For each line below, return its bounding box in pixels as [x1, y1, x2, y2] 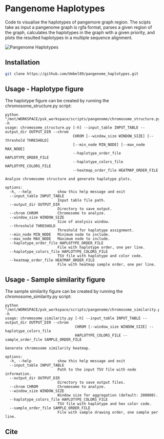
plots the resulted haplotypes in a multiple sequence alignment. [5, 35, 133, 41]
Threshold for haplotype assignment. [57, 228, 134, 233]
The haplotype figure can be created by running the [5, 98, 109, 104]
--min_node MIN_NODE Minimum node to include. [9, 232, 110, 237]
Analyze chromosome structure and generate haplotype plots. [5, 176, 132, 181]
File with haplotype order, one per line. [57, 245, 145, 250]
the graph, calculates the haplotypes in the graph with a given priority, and [5, 29, 155, 35]
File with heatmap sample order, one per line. [57, 262, 156, 267]
